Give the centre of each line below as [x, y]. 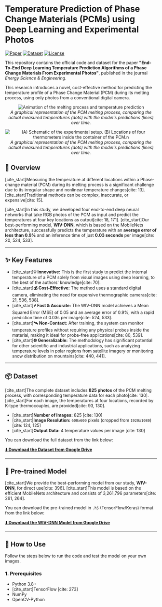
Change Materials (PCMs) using [70, 19]
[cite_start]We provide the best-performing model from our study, [70, 483]
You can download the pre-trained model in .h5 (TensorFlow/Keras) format [79, 508]
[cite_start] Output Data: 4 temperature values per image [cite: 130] [79, 431]
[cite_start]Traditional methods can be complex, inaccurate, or [67, 195]
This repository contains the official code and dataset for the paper [72, 62]
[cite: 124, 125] [26, 425]
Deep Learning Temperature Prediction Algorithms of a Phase [84, 68]
